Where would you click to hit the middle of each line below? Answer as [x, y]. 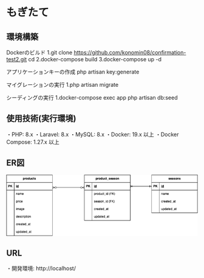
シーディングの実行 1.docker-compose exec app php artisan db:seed [92, 97]
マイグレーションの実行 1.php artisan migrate [63, 85]
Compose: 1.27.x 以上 [33, 142]
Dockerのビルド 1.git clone [39, 53]
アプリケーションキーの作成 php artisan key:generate [73, 72]
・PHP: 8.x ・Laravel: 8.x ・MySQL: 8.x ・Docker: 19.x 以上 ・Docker [93, 134]
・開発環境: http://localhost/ [41, 268]
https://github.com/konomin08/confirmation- [130, 53]
